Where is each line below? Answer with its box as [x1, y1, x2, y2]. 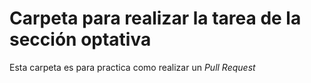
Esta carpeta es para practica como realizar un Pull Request [9, 61, 256, 73]
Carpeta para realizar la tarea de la [9, 7, 302, 30]
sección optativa [9, 28, 152, 51]
